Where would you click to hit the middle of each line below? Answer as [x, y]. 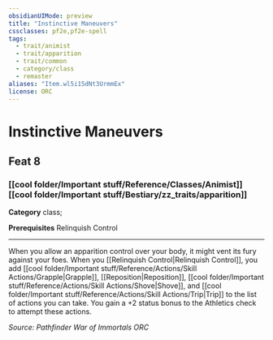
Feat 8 [24, 161]
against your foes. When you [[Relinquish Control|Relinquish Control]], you [133, 260]
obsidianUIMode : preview [50, 16]
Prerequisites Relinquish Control [63, 228]
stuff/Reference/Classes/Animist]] [173, 184]
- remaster [34, 76]
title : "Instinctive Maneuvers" [63, 24]
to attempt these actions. [50, 312]
